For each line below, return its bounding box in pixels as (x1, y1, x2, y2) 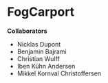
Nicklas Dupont (17, 40, 61, 48)
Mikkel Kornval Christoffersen (17, 69, 102, 78)
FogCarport (7, 4, 75, 20)
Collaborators (7, 27, 47, 35)
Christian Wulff (17, 54, 60, 62)
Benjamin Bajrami (17, 47, 67, 56)
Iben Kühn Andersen (17, 62, 76, 70)
